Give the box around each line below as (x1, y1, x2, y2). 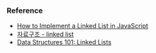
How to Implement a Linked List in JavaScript (16, 22, 149, 30)
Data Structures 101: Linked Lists (16, 38, 112, 47)
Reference (6, 6, 43, 16)
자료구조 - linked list (16, 30, 74, 39)
